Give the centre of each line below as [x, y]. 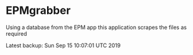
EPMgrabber [38, 11]
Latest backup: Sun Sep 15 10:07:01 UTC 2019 [63, 45]
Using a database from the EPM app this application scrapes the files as [96, 27]
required [16, 33]
